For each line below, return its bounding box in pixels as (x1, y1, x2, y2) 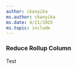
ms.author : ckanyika (6, 14, 56, 20)
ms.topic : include (6, 25, 50, 31)
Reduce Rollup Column (6, 44, 71, 53)
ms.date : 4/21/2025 (6, 19, 53, 25)
